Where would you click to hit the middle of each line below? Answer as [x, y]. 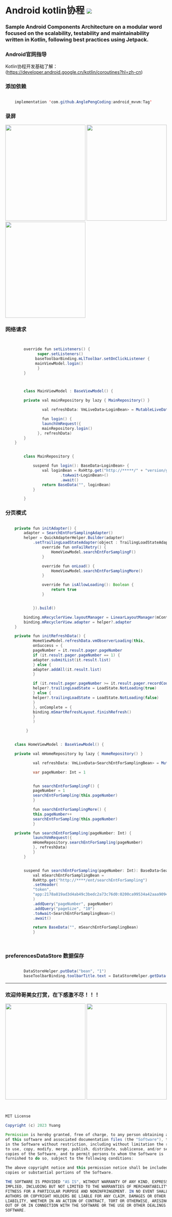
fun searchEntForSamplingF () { [66, 786]
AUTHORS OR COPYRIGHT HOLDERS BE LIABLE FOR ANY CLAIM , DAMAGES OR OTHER [86, 1196]
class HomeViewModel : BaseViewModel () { [59, 745]
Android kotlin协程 [45, 11]
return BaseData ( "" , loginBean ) [76, 485]
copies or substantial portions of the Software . [59, 1173]
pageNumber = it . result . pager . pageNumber [78, 651]
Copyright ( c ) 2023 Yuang [33, 1126]
